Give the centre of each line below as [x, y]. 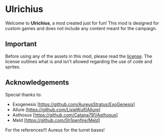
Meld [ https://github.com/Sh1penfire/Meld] [56, 120]
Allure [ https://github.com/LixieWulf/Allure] [56, 109]
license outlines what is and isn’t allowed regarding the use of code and [79, 61]
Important [21, 44]
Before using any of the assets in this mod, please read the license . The [79, 56]
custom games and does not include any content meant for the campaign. [81, 28]
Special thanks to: [24, 94]
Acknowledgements [37, 83]
